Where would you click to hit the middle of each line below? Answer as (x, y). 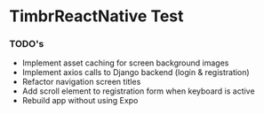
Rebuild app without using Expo (80, 101)
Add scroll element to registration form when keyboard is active (138, 91)
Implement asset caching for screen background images (125, 63)
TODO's (27, 44)
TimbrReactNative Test (96, 16)
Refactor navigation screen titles (81, 82)
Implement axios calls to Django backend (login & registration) (136, 72)
